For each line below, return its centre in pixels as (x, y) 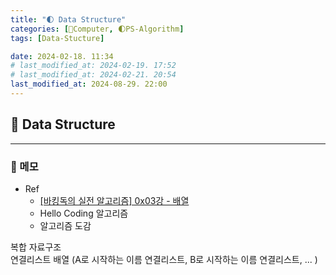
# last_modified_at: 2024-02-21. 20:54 (93, 75)
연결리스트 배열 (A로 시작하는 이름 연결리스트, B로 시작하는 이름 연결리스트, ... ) (164, 259)
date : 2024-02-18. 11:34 (62, 56)
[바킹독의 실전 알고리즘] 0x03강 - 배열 (114, 200)
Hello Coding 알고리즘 (84, 213)
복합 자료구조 (36, 247)
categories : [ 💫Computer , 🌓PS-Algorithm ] (97, 29)
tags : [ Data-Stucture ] (57, 38)
